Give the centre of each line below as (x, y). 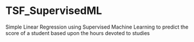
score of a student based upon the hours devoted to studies (78, 33)
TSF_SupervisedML (54, 11)
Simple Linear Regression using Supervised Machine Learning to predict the (97, 27)
